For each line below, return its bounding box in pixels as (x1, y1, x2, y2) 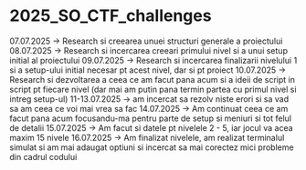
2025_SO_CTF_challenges (9, 5, 212, 26)
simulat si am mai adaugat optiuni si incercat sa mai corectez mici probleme (9, 142, 294, 153)
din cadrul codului (9, 151, 78, 162)
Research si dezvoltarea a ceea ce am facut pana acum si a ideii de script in (9, 74, 295, 85)
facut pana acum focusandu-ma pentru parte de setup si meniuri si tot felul (9, 113, 292, 124)
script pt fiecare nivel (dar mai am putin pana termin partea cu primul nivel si (9, 84, 297, 95)
